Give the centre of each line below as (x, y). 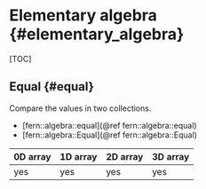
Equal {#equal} (52, 87)
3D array (171, 156)
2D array (125, 156)
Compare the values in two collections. (80, 108)
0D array (32, 156)
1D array (79, 156)
